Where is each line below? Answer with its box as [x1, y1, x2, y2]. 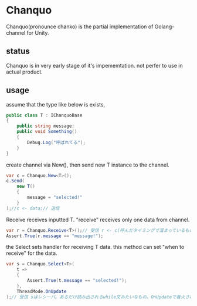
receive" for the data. [6, 250, 57, 257]
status [6, 46, 30, 56]
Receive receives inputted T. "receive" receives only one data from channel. [6, 216, 190, 223]
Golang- [154, 23, 175, 30]
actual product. [6, 68, 43, 75]
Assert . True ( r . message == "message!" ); [6, 233, 104, 239]
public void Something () [16, 129, 77, 135]
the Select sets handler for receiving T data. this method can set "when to [6, 244, 185, 251]
